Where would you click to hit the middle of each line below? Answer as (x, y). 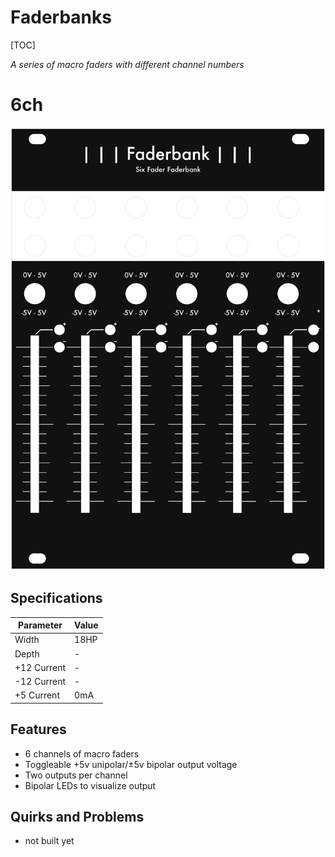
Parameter (40, 625)
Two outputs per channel (76, 775)
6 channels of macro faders (82, 753)
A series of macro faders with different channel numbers (127, 64)
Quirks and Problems (77, 817)
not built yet (49, 841)
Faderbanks (61, 17)
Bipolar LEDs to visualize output (90, 785)
